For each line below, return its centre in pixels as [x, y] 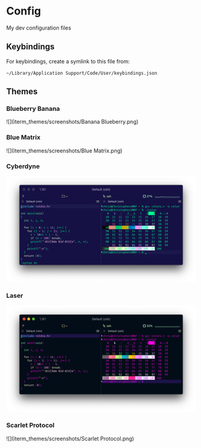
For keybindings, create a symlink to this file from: [68, 61]
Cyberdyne [23, 166]
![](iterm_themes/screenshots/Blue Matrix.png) [64, 150]
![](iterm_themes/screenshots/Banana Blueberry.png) [73, 122]
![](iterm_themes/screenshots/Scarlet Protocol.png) [70, 438]
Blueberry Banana [33, 109]
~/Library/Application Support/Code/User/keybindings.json [82, 73]
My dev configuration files [39, 28]
